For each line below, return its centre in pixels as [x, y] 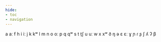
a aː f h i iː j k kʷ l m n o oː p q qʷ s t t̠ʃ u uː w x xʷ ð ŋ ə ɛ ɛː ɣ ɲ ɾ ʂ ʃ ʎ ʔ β [81, 34]
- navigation [19, 19]
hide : [11, 10]
